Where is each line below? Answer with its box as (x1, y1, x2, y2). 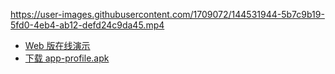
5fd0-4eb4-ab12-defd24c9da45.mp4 (10, 19, 165, 31)
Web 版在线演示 (24, 40, 91, 51)
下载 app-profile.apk (24, 52, 110, 64)
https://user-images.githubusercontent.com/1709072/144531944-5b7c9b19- (10, 9, 325, 20)
